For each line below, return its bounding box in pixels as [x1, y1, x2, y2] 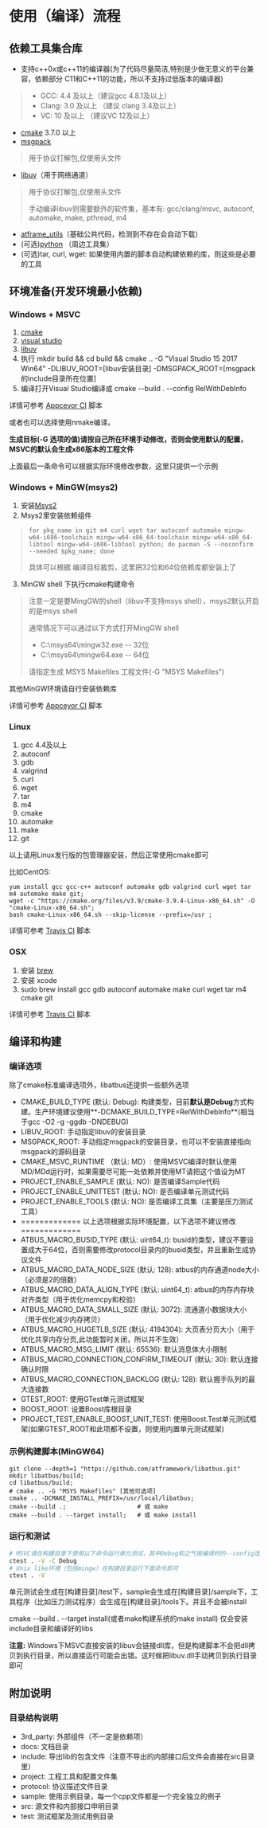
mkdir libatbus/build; [9, 1471, 84, 1480]
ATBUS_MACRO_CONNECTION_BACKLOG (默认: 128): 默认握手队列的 [20, 1375, 249, 1384]
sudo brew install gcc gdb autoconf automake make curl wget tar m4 [20, 984, 247, 994]
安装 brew [20, 965, 54, 975]
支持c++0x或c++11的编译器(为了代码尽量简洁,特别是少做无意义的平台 [20, 65, 247, 73]
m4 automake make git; [9, 890, 84, 898]
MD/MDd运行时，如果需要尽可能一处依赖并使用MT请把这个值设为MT [20, 1167, 246, 1176]
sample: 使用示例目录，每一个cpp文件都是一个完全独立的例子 [20, 1791, 222, 1801]
